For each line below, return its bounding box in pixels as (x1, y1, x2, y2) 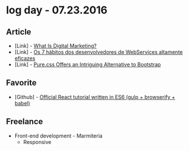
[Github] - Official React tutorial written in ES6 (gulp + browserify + (14, 93, 176, 100)
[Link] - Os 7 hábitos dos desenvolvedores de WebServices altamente (14, 49, 183, 56)
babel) (14, 99, 30, 107)
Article (6, 27, 32, 37)
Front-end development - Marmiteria (14, 132, 103, 139)
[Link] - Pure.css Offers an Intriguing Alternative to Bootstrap (14, 61, 162, 68)
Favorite (6, 78, 37, 88)
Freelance (6, 116, 43, 126)
